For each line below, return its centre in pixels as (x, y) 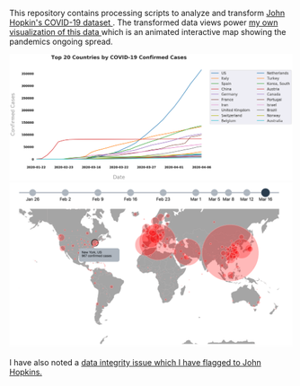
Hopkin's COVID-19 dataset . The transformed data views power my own (144, 22)
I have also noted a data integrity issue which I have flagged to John (136, 363)
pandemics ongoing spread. (62, 41)
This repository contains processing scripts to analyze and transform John (147, 13)
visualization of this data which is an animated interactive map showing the (148, 32)
